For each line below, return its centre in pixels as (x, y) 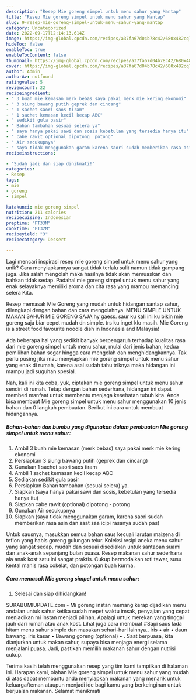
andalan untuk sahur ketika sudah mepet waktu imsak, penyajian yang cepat (98, 611)
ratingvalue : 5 (24, 83)
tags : (13, 180)
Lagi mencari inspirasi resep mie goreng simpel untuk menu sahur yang (92, 261)
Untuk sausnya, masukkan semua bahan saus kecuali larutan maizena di (93, 534)
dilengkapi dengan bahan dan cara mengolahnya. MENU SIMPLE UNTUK (94, 310)
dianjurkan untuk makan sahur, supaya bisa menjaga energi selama (87, 642)
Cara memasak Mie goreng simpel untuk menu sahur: (73, 579)
